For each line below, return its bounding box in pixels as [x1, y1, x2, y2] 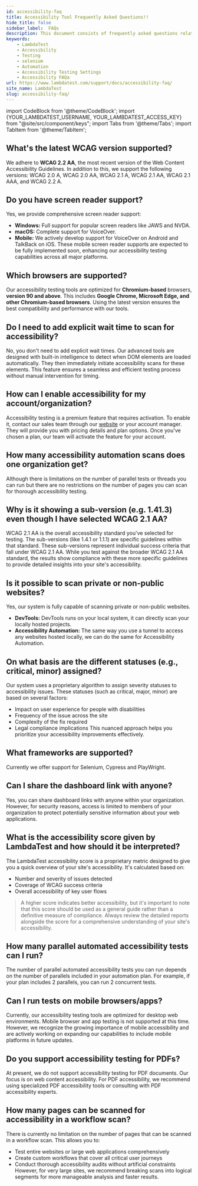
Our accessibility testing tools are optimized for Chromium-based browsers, [6, 286, 192, 293]
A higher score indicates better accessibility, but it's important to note [20, 899, 190, 906]
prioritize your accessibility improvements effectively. [14, 731, 144, 738]
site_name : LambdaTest [6, 86, 62, 92]
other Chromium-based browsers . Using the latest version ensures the [6, 299, 180, 306]
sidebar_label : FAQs [6, 25, 60, 31]
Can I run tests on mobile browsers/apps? [6, 996, 163, 1006]
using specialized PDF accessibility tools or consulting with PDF [6, 1082, 161, 1089]
